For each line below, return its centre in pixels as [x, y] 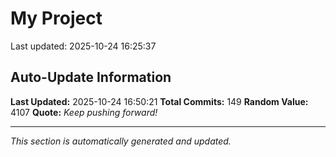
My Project [56, 18]
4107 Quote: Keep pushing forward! [84, 112]
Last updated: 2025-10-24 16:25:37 [83, 46]
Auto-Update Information [91, 77]
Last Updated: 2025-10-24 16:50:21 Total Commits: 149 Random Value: [159, 101]
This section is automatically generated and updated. [121, 141]
